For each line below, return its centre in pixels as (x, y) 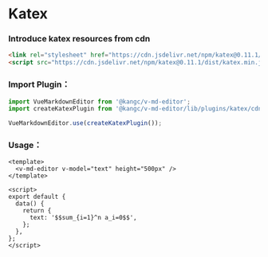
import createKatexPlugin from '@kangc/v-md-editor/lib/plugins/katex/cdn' (137, 109)
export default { (37, 197)
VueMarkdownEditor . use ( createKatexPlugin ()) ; (85, 123)
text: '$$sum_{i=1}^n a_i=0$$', (83, 218)
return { (37, 211)
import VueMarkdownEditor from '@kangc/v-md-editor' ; (100, 101)
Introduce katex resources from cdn (79, 39)
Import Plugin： (39, 84)
